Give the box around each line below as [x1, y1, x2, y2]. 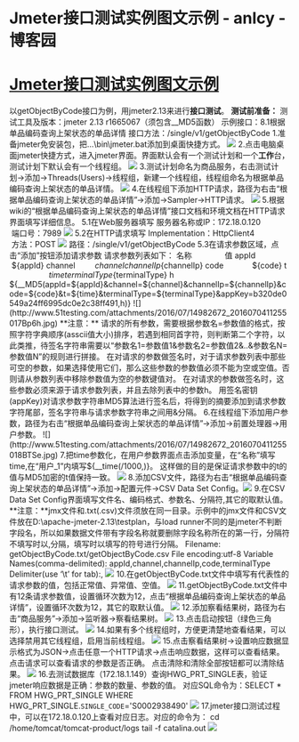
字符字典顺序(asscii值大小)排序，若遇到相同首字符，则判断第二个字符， [16, 329, 278, 340]
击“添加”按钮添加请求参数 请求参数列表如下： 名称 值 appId [9, 250, 256, 261]
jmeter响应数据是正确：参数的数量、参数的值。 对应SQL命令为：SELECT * [9, 680, 282, 690]
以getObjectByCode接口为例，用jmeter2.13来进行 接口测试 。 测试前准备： [9, 106, 279, 117]
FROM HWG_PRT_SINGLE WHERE [9, 690, 133, 701]
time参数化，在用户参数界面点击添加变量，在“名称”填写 [73, 450, 276, 461]
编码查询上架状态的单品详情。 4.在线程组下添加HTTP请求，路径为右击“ [9, 183, 280, 194]
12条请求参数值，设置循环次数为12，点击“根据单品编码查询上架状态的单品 [16, 591, 287, 601]
